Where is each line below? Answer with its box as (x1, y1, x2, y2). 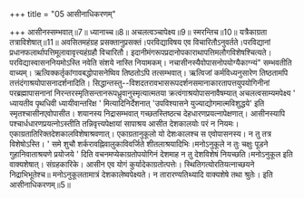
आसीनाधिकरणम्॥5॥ (9, 179, 71, 190)
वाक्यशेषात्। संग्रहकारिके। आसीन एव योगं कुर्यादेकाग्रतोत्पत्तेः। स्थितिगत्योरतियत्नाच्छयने (9, 159, 255, 169)
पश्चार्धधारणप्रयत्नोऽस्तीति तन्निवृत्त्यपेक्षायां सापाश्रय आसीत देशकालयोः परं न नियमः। (9, 118, 240, 128)
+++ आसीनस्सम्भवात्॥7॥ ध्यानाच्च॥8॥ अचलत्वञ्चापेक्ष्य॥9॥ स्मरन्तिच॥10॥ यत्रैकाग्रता (9, 27, 268, 37)
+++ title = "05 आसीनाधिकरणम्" (9, 9, 116, 19)
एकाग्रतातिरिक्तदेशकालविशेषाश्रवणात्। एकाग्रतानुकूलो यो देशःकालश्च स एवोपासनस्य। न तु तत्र (9, 128, 272, 139)
